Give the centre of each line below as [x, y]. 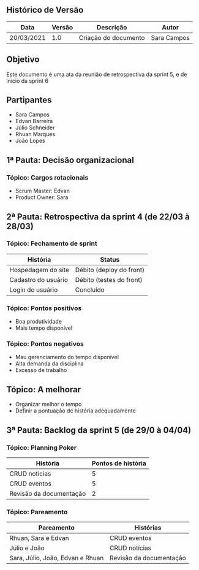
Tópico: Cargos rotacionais [47, 177]
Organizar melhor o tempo [48, 405]
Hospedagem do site [39, 270]
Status [110, 259]
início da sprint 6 [28, 81]
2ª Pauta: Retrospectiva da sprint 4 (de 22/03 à [98, 217]
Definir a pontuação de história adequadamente [75, 411]
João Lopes [30, 141]
